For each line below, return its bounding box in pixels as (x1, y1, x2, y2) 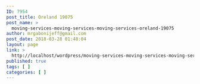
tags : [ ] (6, 63, 31, 70)
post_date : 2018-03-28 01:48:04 (6, 36, 86, 42)
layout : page (6, 42, 39, 48)
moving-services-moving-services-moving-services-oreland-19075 (11, 25, 174, 31)
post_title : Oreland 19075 (6, 14, 73, 20)
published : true (6, 58, 46, 64)
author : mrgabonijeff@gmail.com (6, 31, 86, 37)
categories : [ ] (6, 69, 46, 75)
